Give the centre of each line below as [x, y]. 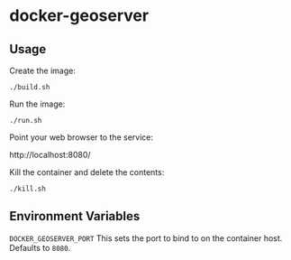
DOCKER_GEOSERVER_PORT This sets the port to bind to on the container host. [146, 238]
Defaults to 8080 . [40, 247]
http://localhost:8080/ [50, 155]
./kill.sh [28, 189]
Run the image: [37, 104]
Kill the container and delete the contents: [87, 172]
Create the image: [43, 70]
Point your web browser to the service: [81, 137]
